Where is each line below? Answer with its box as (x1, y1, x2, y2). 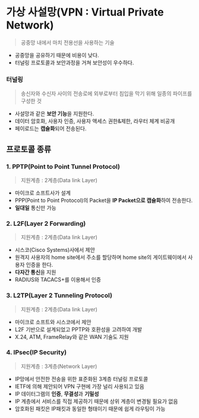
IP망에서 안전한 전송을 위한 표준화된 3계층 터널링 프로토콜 (14, 375, 149, 382)
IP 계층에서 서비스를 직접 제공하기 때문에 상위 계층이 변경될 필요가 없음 (14, 397, 178, 405)
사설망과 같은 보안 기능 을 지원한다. (14, 110, 94, 117)
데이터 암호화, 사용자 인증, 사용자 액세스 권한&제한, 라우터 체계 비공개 (14, 117, 175, 125)
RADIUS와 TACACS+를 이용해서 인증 (14, 276, 102, 283)
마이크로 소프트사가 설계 (14, 189, 71, 196)
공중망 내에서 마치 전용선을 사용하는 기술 (20, 39, 115, 46)
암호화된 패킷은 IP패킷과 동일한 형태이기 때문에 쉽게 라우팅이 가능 (14, 405, 166, 412)
